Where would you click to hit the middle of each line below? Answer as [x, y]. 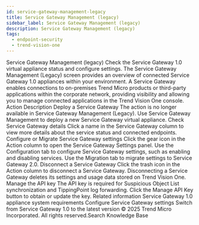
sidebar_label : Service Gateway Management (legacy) [73, 23]
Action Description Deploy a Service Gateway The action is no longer [91, 107]
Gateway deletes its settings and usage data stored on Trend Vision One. [96, 177]
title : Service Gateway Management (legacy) [63, 17]
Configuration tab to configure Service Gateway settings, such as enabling [98, 151]
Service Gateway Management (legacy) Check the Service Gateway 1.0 [94, 62]
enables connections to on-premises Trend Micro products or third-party [96, 88]
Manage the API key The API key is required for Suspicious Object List [93, 183]
